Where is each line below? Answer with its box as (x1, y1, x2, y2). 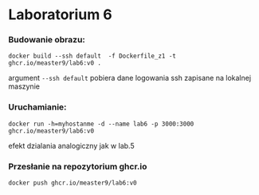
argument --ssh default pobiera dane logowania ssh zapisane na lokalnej (8, 74, 252, 83)
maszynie (8, 82, 40, 91)
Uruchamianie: (8, 101, 67, 113)
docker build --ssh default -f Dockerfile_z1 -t (8, 52, 177, 61)
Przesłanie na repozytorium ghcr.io (8, 161, 147, 172)
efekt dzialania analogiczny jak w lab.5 (8, 141, 135, 150)
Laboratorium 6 (8, 6, 113, 24)
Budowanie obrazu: (8, 34, 86, 46)
